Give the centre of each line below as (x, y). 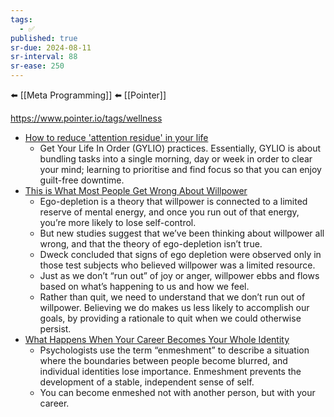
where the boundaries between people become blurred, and (163, 360)
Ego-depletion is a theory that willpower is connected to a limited (173, 201)
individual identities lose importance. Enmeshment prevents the (170, 371)
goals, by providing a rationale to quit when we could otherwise (170, 318)
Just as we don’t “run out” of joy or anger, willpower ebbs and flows (179, 275)
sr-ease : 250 (37, 66)
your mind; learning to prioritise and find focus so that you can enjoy (180, 169)
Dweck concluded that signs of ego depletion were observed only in (180, 254)
